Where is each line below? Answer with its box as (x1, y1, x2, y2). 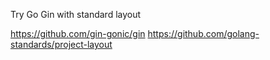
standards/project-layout (10, 39, 113, 50)
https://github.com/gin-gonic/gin (10, 28, 146, 39)
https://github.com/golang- (147, 28, 260, 39)
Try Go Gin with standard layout (10, 9, 142, 20)
